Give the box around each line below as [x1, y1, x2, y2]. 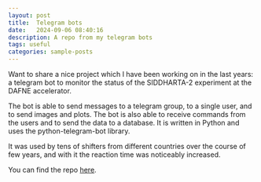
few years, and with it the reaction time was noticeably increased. [8, 150, 222, 159]
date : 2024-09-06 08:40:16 [8, 26, 104, 34]
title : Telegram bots [8, 19, 83, 27]
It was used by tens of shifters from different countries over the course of [8, 142, 246, 151]
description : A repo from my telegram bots [8, 33, 153, 42]
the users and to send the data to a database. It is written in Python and [8, 118, 240, 127]
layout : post [8, 11, 51, 20]
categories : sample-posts [8, 48, 93, 56]
